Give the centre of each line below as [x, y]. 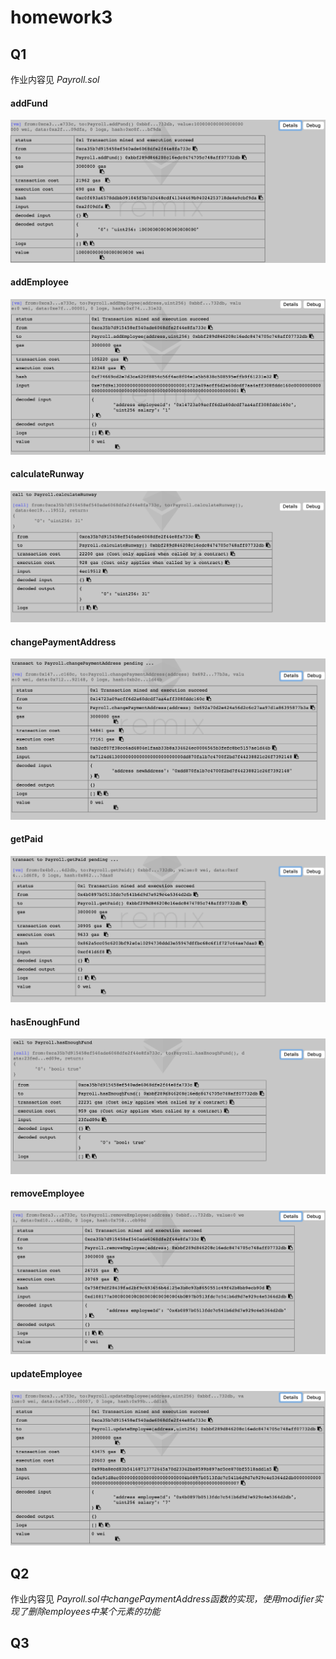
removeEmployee [47, 1193]
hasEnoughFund [45, 1022]
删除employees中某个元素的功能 [94, 1612]
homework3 [61, 17]
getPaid [26, 839]
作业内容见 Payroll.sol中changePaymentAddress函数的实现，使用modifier [162, 1599]
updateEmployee [46, 1374]
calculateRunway [47, 474]
